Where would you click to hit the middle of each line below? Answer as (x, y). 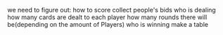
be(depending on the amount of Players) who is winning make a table (108, 24)
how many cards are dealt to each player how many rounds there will (107, 17)
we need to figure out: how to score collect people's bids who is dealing (111, 10)
